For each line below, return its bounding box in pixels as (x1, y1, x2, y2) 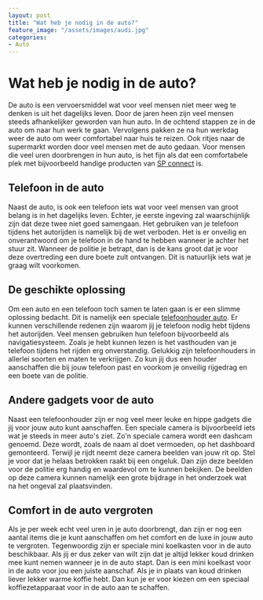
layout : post (8, 11, 51, 20)
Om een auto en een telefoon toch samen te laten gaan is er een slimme (8, 304, 241, 314)
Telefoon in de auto (8, 181, 104, 195)
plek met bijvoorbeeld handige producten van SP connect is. (8, 158, 204, 169)
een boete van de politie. (8, 370, 89, 380)
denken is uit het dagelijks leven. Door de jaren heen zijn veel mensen (8, 109, 234, 118)
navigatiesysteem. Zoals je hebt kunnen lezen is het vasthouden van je (8, 337, 237, 347)
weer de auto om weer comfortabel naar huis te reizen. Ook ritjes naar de (8, 134, 246, 144)
